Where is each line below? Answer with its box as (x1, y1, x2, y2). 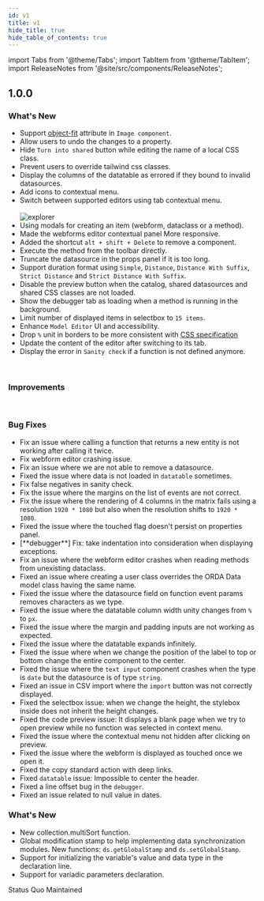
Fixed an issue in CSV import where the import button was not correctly (19, 680, 253, 690)
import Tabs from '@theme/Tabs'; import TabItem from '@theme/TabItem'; (8, 55, 251, 65)
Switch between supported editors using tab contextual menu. (19, 195, 222, 205)
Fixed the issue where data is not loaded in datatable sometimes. (19, 471, 232, 481)
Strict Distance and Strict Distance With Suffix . (19, 270, 187, 281)
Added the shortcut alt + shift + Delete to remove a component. (19, 237, 236, 247)
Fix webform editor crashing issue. (19, 454, 132, 463)
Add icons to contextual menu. (19, 187, 120, 196)
